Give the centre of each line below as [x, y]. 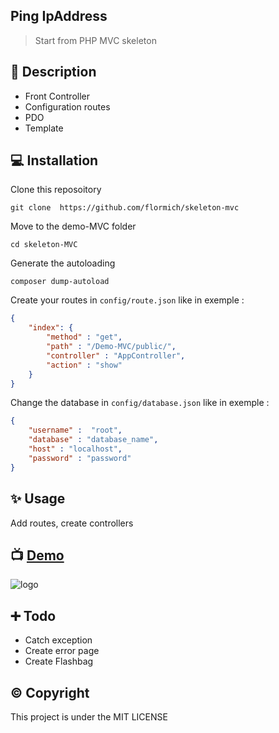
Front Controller [57, 96]
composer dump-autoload [60, 282]
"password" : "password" [80, 458]
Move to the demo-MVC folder [73, 226]
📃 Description [53, 72]
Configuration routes [67, 106]
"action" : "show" [84, 365]
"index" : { [51, 328]
